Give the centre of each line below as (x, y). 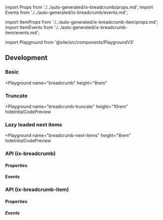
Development (27, 58)
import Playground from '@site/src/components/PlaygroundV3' (70, 42)
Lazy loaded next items (34, 125)
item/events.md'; (22, 33)
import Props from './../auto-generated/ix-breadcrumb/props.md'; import (79, 7)
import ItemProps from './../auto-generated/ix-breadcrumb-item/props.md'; (82, 22)
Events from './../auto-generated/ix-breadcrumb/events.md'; (66, 12)
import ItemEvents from (29, 27)
